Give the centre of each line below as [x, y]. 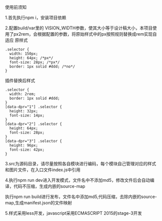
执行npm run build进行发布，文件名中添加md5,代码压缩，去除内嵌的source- [81, 197]
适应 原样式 [16, 40]
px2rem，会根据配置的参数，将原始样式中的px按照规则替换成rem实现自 [85, 34]
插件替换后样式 [20, 80]
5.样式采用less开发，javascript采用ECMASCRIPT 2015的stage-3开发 [74, 213]
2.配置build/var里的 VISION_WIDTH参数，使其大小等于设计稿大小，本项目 [79, 28]
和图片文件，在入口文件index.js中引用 [43, 170]
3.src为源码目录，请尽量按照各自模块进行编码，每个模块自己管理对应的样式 [81, 164]
